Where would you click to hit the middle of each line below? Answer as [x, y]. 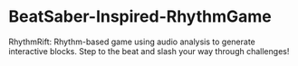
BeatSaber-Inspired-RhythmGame [140, 17]
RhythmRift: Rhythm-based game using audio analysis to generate [132, 42]
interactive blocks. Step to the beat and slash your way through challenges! [149, 51]
